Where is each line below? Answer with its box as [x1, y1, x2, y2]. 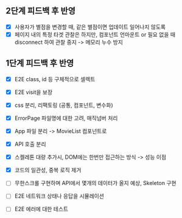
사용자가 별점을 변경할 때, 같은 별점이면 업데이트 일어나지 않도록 [14, 23, 166, 31]
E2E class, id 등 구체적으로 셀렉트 [14, 75, 96, 82]
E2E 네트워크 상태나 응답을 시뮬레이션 [14, 192, 105, 200]
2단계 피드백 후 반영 [5, 5, 75, 16]
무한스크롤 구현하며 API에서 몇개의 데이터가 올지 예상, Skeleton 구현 [14, 180, 177, 187]
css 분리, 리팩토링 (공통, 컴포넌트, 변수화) [14, 101, 113, 109]
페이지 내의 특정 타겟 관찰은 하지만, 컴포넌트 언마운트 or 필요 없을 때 [14, 31, 176, 38]
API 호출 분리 [14, 140, 46, 148]
